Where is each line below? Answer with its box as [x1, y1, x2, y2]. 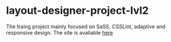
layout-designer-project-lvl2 [6, 4, 149, 17]
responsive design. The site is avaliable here [6, 29, 113, 36]
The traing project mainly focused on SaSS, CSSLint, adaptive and [6, 23, 166, 30]
